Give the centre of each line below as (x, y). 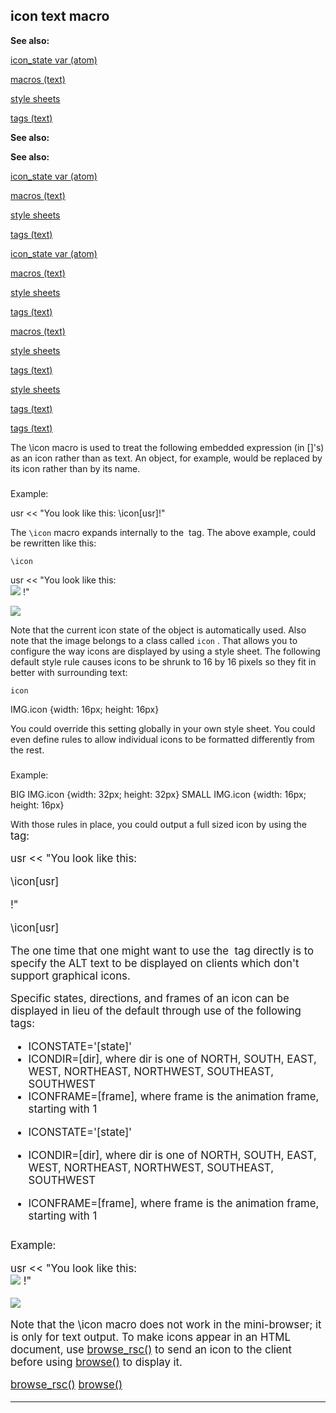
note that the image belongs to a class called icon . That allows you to (154, 640)
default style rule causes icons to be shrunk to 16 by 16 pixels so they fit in (163, 661)
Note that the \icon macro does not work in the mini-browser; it (166, 1324)
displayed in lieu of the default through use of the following (156, 1011)
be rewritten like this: (53, 543)
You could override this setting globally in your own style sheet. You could (163, 728)
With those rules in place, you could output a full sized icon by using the (159, 824)
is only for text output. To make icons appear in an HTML (150, 1337)
